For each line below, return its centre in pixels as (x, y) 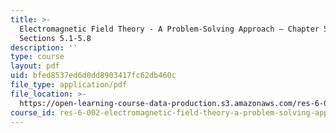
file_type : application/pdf (69, 85)
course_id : (33, 112)
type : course (37, 57)
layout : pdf (35, 66)
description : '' (44, 47)
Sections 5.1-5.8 (55, 38)
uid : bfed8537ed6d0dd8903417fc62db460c (93, 76)
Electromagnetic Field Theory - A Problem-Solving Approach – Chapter (169, 29)
